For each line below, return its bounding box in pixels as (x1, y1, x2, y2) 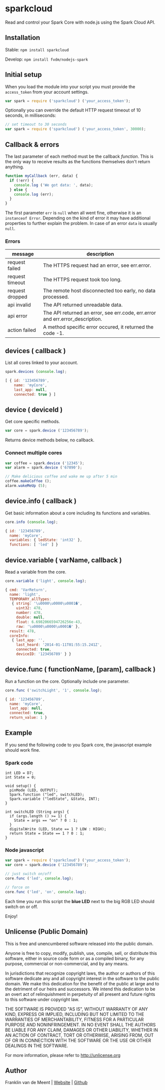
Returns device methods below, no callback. (5, 437, 95, 443)
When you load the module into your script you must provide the (5, 83, 136, 89)
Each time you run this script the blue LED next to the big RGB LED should (5, 898, 155, 904)
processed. (43, 293, 69, 300)
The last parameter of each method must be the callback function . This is (5, 153, 154, 159)
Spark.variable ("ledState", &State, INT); (9, 797, 100, 801)
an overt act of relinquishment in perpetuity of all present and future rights (5, 991, 156, 997)
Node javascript (5, 847, 44, 854)
